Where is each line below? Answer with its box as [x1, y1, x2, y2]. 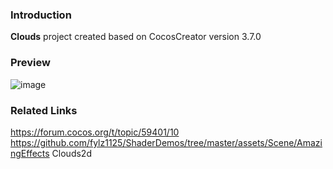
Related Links [10, 103, 78, 117]
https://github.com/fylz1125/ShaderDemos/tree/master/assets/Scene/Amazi [10, 136, 323, 148]
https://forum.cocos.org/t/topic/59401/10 [10, 126, 180, 138]
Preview [10, 56, 51, 70]
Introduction [10, 8, 72, 22]
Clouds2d [51, 147, 92, 159]
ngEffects [10, 147, 50, 159]
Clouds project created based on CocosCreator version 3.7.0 [10, 31, 262, 43]
